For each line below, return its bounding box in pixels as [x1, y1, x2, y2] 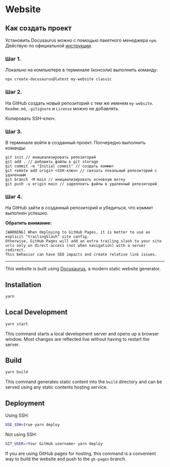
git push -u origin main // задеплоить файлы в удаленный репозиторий [5, 181, 157, 186]
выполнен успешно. [5, 210, 49, 216]
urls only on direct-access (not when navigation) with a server [5, 243, 146, 248]
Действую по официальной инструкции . [5, 43, 93, 49]
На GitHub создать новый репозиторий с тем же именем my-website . [5, 100, 153, 106]
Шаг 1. [5, 55, 21, 62]
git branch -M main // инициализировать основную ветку [5, 177, 125, 182]
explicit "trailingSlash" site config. [5, 234, 90, 239]
